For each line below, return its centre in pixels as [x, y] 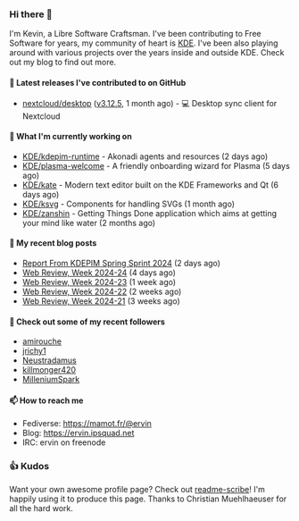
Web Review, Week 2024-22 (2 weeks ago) [102, 291]
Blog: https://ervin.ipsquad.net [78, 433]
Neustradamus [50, 360]
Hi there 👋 [31, 14]
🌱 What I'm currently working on [71, 137]
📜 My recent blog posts [53, 243]
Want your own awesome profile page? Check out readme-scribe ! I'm [137, 489]
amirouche [42, 341]
